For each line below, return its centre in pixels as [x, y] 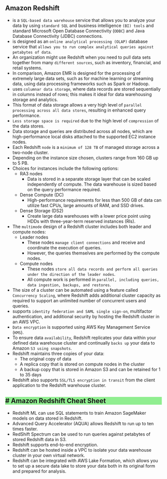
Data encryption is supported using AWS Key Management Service [81, 327]
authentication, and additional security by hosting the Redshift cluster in [86, 316]
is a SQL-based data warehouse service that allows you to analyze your [84, 20]
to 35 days [31, 374]
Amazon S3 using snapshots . [42, 348]
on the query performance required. [64, 189]
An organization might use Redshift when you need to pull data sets [82, 57]
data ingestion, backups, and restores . [69, 285]
